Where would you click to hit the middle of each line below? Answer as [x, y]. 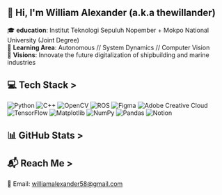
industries [22, 62]
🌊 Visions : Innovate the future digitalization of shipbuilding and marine [109, 55]
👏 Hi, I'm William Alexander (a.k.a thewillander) [111, 13]
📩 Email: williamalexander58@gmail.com [65, 184]
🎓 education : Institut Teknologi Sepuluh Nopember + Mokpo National [108, 30]
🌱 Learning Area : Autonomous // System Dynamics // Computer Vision [109, 47]
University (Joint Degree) [43, 40]
